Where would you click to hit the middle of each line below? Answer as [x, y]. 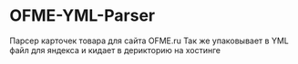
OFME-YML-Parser [82, 16]
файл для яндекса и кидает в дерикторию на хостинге [115, 50]
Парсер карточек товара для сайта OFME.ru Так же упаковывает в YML [149, 41]
